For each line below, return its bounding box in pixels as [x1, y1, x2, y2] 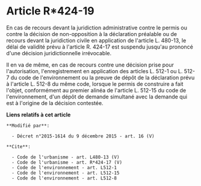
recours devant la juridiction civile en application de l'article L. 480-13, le [6, 37, 187, 44]
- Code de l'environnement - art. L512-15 [11, 170, 120, 176]
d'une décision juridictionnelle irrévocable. [6, 49, 112, 56]
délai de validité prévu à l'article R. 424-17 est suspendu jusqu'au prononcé [6, 43, 194, 50]
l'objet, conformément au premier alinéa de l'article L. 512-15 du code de [6, 86, 187, 94]
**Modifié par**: [6, 122, 50, 128]
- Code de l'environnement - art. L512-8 [11, 175, 117, 181]
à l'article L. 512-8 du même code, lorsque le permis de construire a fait [6, 80, 184, 88]
